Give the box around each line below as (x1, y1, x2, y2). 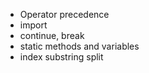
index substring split (19, 51, 104, 63)
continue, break (19, 30, 85, 41)
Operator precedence (19, 9, 110, 20)
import (19, 19, 48, 31)
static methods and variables (19, 40, 140, 52)
